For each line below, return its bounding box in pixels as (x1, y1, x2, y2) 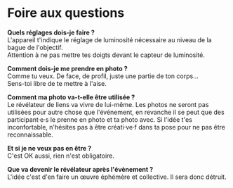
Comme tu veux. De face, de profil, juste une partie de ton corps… (7, 72, 199, 80)
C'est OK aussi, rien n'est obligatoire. (7, 151, 114, 160)
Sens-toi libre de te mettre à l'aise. (7, 79, 107, 87)
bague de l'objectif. (7, 43, 63, 51)
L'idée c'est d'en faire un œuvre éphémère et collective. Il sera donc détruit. (7, 173, 227, 181)
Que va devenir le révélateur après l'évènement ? (7, 165, 154, 173)
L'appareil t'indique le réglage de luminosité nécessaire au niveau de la (7, 35, 212, 44)
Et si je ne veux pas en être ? (7, 144, 92, 152)
